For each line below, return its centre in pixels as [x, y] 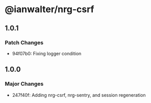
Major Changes [24, 84]
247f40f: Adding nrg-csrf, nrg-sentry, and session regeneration [79, 95]
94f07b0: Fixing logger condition [47, 53]
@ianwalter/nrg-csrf [49, 9]
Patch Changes [24, 43]
